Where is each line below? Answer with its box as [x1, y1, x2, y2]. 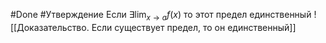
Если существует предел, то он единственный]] [91, 21, 297, 33]
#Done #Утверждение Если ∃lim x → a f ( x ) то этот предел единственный [10, 9, 312, 23]
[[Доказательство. [10, 21, 90, 33]
